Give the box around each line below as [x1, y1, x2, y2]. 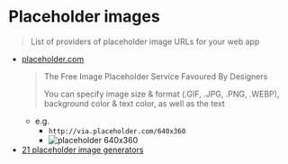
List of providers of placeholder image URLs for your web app [30, 36, 260, 47]
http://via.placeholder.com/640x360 [48, 126, 186, 136]
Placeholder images [8, 6, 161, 27]
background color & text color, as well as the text [43, 97, 226, 109]
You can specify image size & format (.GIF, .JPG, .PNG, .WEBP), [43, 88, 280, 99]
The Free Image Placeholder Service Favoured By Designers [43, 70, 268, 82]
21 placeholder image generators [21, 144, 144, 155]
